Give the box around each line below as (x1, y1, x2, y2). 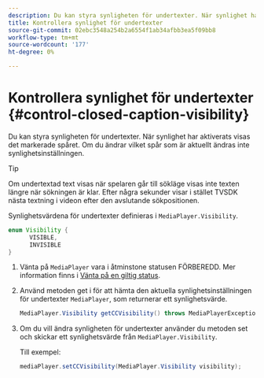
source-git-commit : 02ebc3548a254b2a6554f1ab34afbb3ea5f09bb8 (8, 26, 216, 34)
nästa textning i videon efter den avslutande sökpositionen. (8, 195, 200, 205)
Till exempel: (19, 347, 61, 357)
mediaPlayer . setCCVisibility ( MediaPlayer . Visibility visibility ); (19, 363, 242, 371)
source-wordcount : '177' (8, 41, 90, 49)
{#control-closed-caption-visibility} (8, 106, 250, 124)
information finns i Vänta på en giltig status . (19, 271, 161, 280)
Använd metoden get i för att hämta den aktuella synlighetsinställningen (19, 286, 252, 295)
